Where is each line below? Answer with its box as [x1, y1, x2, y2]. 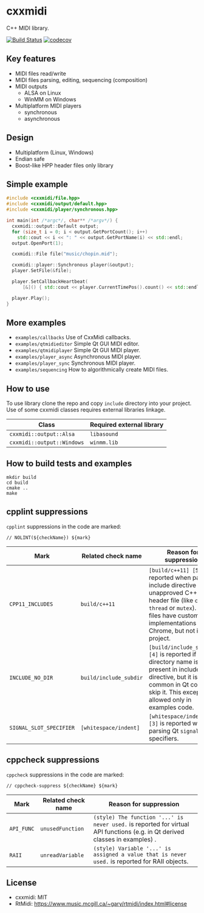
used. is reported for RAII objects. [93, 857, 189, 866]
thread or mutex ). [148, 603, 197, 612]
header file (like [148, 596, 193, 605]
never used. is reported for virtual [93, 820, 189, 828]
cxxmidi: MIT [15, 894, 47, 901]
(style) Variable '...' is [93, 845, 171, 852]
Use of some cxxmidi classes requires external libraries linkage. [6, 406, 166, 413]
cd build [6, 480, 29, 486]
